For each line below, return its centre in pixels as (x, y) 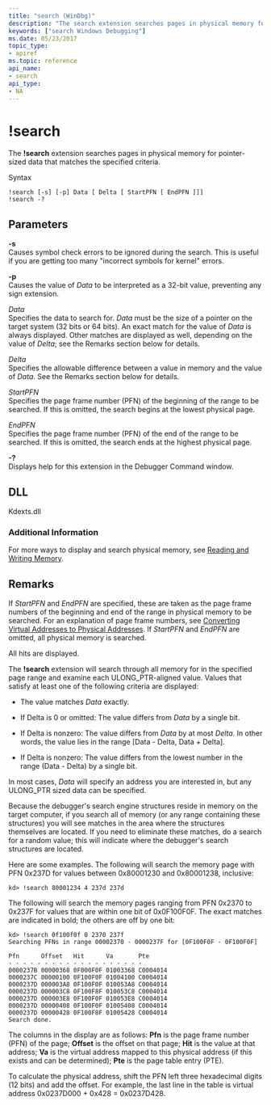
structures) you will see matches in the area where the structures (117, 823)
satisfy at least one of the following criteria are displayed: (104, 686)
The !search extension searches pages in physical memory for (113, 154)
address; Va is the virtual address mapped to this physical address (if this (130, 1052)
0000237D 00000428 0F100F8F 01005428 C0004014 (88, 1013)
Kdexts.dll (25, 511)
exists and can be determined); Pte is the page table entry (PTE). (116, 1061)
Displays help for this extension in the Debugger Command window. (121, 466)
